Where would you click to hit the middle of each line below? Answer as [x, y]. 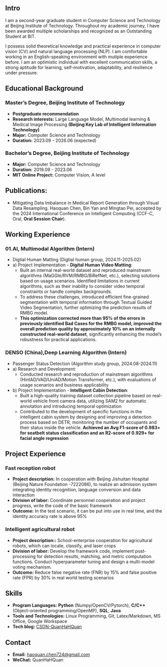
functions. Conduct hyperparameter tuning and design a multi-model [83, 562]
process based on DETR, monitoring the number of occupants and [88, 422]
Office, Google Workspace [40, 621]
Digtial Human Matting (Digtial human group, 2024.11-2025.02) [77, 260]
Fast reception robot [30, 468]
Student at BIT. [20, 36]
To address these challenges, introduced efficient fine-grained [84, 297]
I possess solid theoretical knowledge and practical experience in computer [83, 46]
